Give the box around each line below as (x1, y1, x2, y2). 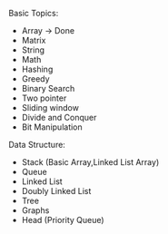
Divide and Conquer (21, 112, 97, 122)
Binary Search (21, 83, 75, 93)
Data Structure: (8, 140, 65, 150)
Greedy (21, 73, 51, 84)
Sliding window (21, 102, 79, 112)
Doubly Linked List (21, 186, 92, 196)
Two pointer (21, 93, 67, 103)
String (21, 44, 45, 55)
